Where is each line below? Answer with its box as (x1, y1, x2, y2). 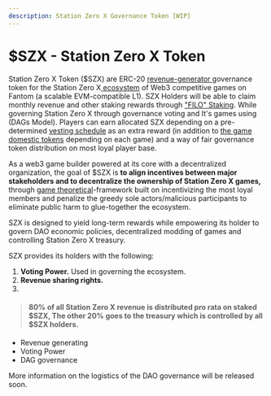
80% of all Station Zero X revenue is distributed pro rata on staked (28, 302, 258, 312)
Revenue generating (20, 337, 89, 347)
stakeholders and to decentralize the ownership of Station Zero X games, (8, 176, 262, 185)
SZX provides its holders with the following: (8, 250, 155, 260)
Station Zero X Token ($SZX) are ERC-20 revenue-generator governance (8, 74, 253, 84)
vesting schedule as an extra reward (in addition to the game (48, 125, 252, 135)
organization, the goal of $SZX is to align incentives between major (8, 168, 238, 177)
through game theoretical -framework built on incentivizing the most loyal (8, 185, 254, 194)
